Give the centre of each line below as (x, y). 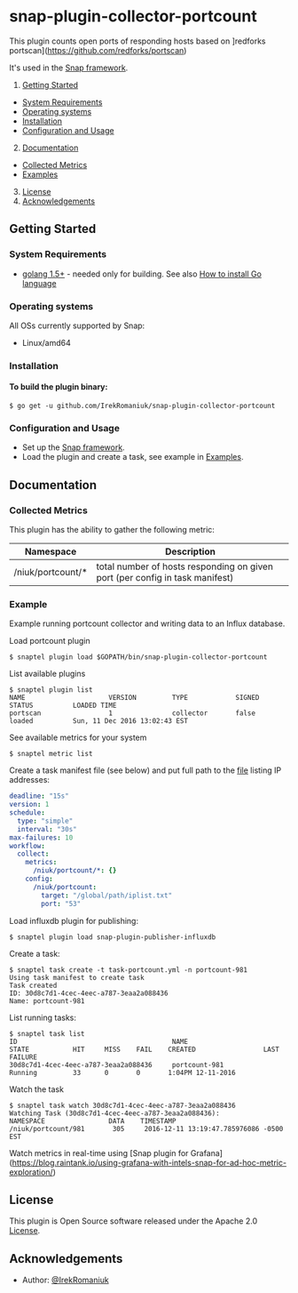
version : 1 (29, 805)
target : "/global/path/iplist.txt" (107, 895)
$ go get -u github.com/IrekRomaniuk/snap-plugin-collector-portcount (142, 406)
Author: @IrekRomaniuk (65, 1280)
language (39, 283)
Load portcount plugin (50, 641)
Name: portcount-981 (47, 1001)
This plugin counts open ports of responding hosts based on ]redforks (137, 41)
